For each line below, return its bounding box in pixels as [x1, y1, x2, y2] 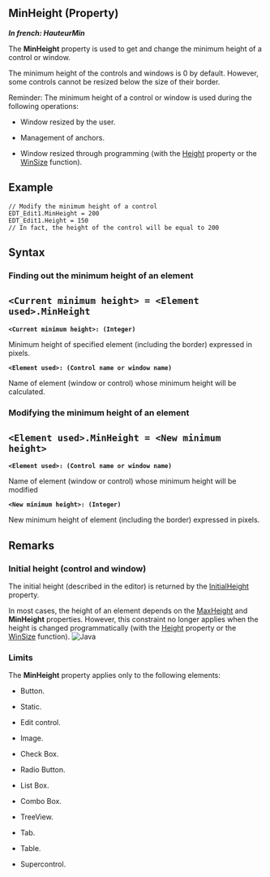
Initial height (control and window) [8, 562, 147, 574]
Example [8, 180, 54, 194]
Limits [8, 652, 34, 663]
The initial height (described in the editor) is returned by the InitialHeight [8, 581, 250, 592]
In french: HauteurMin [8, 28, 85, 37]
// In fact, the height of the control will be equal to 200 [8, 224, 220, 232]
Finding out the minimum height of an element [8, 270, 194, 281]
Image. [19, 733, 44, 743]
